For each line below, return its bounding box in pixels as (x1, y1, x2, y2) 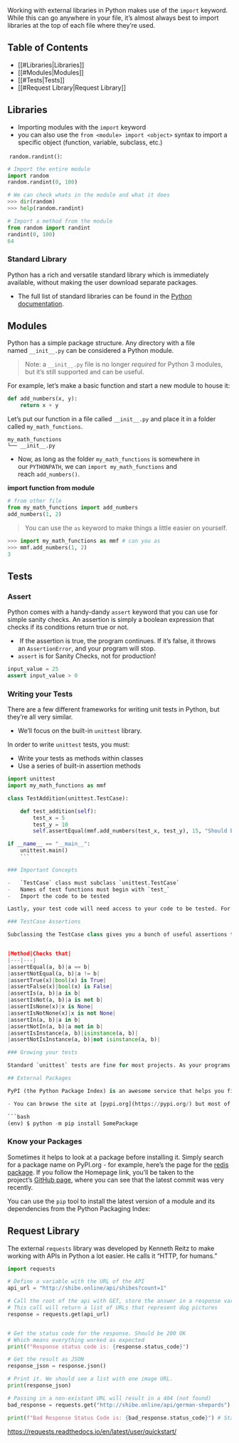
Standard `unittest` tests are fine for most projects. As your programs (7, 1062, 231, 1069)
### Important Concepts (7, 866, 78, 874)
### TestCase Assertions (7, 918, 81, 926)
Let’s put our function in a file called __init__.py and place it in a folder (7, 415, 216, 423)
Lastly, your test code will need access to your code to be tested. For (7, 905, 231, 913)
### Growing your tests (7, 1049, 78, 1056)
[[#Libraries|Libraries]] (17, 60, 85, 69)
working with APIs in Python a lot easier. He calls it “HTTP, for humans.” (7, 1252, 218, 1260)
